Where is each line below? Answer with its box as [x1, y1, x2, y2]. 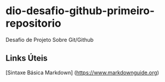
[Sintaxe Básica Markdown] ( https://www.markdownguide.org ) [5, 69, 159, 76]
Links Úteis [5, 53, 48, 63]
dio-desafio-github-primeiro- [5, 4, 155, 18]
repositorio [5, 17, 61, 30]
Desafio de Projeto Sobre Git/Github [5, 36, 94, 43]
